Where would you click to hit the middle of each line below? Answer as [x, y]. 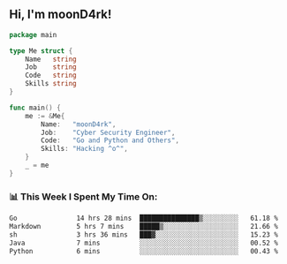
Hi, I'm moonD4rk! [60, 15]
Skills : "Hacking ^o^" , [84, 149]
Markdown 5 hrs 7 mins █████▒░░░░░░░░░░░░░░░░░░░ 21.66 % [143, 226]
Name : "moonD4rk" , [79, 124]
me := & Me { [45, 116]
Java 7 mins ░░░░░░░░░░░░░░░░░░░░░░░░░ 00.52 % [143, 243]
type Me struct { [41, 51]
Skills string [51, 84]
